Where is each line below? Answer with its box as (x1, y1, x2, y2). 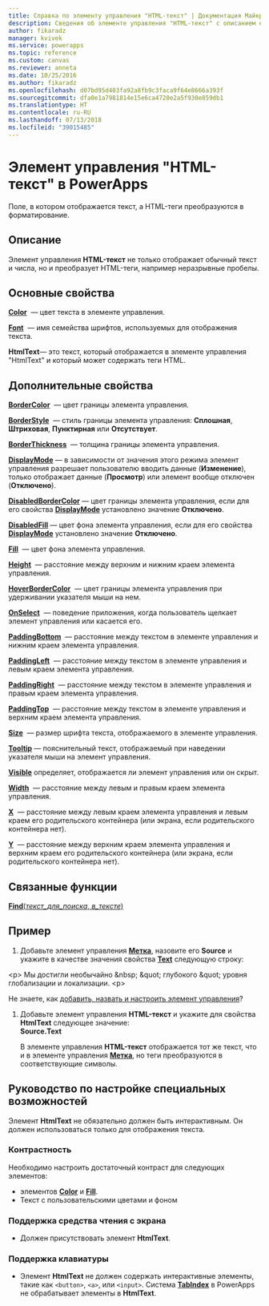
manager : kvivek (8, 34, 62, 42)
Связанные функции (8, 880, 118, 893)
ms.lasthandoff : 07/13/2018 (8, 116, 102, 124)
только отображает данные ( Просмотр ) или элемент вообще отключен (8, 472, 255, 482)
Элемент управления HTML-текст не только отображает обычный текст (8, 254, 258, 264)
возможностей (8, 1094, 88, 1108)
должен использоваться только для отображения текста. (8, 1124, 206, 1134)
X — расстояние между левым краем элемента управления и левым (8, 807, 248, 817)
